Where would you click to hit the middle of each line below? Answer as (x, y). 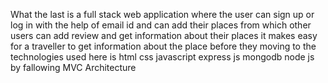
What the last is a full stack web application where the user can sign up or (162, 14)
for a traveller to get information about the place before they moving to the (163, 46)
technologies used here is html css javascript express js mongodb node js (162, 57)
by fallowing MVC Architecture (73, 67)
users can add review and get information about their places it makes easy (164, 35)
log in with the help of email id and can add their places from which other (161, 25)
